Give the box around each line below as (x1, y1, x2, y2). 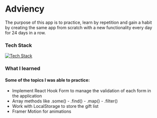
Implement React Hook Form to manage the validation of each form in (12, 88, 151, 94)
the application (12, 93, 42, 99)
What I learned (5, 65, 40, 72)
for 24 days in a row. (5, 30, 46, 35)
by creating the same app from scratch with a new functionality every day (5, 24, 153, 30)
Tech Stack (5, 42, 32, 49)
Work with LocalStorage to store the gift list (12, 103, 99, 109)
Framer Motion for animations (12, 108, 72, 115)
